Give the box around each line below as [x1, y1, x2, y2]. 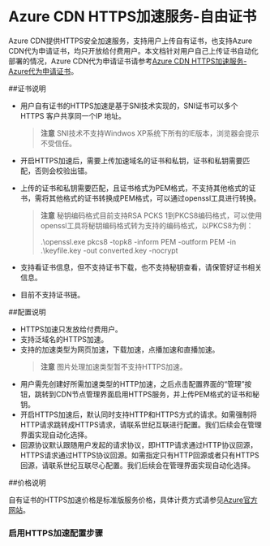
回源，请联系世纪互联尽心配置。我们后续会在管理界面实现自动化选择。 [19, 460, 255, 470]
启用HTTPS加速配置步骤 [8, 527, 104, 539]
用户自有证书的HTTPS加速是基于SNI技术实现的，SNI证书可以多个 [19, 101, 238, 110]
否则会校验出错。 [34, 166, 92, 175]
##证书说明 [8, 83, 46, 93]
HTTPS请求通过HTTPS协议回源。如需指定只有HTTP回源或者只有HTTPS [19, 450, 259, 460]
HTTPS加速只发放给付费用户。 [19, 324, 123, 334]
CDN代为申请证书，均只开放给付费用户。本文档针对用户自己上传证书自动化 [8, 45, 259, 55]
